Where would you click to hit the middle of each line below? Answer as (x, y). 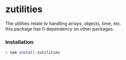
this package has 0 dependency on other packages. (60, 28)
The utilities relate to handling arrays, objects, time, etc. (64, 23)
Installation (20, 42)
